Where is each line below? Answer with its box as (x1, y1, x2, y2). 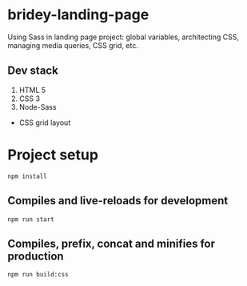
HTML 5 (18, 85, 46, 95)
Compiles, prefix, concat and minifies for (7, 236, 215, 250)
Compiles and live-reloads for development (7, 194, 229, 207)
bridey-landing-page (7, 6, 149, 24)
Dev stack (7, 64, 59, 78)
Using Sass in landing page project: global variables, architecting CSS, (7, 32, 240, 42)
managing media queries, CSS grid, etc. (7, 40, 139, 50)
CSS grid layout (18, 118, 71, 127)
